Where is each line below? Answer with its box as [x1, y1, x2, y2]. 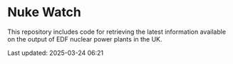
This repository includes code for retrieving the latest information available [7, 27, 227, 36]
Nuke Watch [7, 4, 82, 20]
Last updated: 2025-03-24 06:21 [7, 49, 104, 57]
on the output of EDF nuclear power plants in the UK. [7, 34, 162, 43]
